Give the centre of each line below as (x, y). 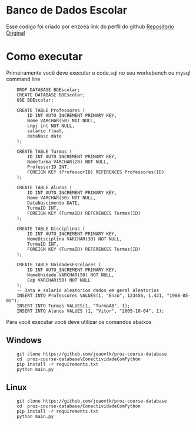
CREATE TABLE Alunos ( (44, 188)
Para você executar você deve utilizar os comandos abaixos (79, 322)
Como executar (44, 57)
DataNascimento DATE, (54, 203)
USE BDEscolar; (35, 100)
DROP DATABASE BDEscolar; (49, 90)
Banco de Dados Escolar (67, 10)
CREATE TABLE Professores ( (51, 110)
